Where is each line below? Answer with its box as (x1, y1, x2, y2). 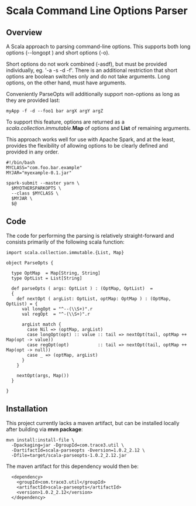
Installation (6, 404, 48, 414)
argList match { (21, 321, 61, 327)
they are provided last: (6, 97, 60, 104)
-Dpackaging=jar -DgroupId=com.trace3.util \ (11, 442, 125, 448)
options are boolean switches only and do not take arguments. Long (6, 73, 170, 80)
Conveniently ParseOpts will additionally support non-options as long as (6, 91, 180, 97)
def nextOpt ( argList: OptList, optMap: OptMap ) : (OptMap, (16, 296, 171, 302)
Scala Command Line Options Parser (6, 4, 188, 18)
